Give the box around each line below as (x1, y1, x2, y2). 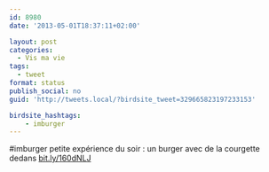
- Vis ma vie (17, 54, 66, 63)
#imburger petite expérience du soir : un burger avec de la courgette (9, 144, 260, 154)
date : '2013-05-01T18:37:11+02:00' (9, 21, 141, 30)
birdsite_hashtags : (9, 111, 82, 120)
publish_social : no (9, 86, 82, 96)
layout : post (9, 37, 58, 46)
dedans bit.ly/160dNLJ (9, 152, 91, 164)
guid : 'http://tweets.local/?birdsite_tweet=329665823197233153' (9, 95, 256, 104)
